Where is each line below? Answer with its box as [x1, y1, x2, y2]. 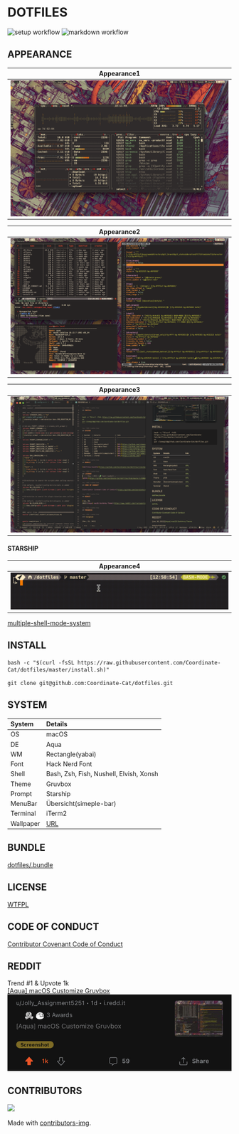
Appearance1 [98, 69, 141, 78]
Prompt [10, 789, 32, 797]
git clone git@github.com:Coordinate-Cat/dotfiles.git [7, 679, 174, 687]
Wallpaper [10, 819, 41, 827]
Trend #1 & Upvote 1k [7, 979, 70, 987]
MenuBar [10, 800, 38, 808]
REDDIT [7, 960, 42, 972]
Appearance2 [98, 227, 141, 235]
